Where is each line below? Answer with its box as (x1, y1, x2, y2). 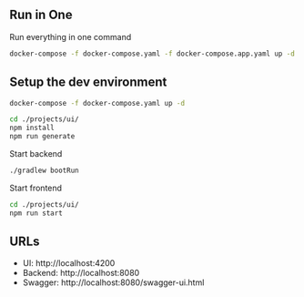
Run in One (9, 7, 73, 23)
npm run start (9, 209, 64, 218)
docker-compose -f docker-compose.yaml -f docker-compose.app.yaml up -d (9, 49, 296, 58)
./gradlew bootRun (9, 166, 79, 175)
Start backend (9, 148, 63, 159)
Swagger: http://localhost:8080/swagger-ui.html (22, 277, 205, 288)
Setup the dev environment (9, 75, 167, 90)
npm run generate (9, 132, 76, 141)
